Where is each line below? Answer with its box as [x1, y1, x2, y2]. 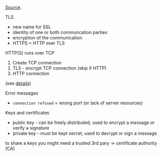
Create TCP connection [12, 60, 62, 65]
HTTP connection [12, 70, 50, 76]
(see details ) [5, 81, 31, 86]
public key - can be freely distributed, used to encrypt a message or [12, 120, 155, 126]
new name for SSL [12, 24, 52, 30]
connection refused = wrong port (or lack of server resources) [12, 100, 143, 106]
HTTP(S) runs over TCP [5, 50, 55, 56]
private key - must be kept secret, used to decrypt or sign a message [12, 130, 157, 136]
